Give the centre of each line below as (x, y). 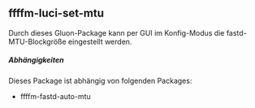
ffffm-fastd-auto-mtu (55, 96)
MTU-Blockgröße (37, 41)
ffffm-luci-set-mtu (56, 13)
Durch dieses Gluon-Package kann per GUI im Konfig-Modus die (117, 32)
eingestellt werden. (100, 41)
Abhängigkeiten (36, 60)
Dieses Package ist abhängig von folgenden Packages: (100, 80)
